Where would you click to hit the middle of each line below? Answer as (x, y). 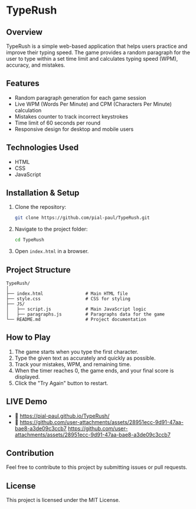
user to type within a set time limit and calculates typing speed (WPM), (92, 59)
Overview (24, 32)
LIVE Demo (27, 402)
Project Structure (38, 270)
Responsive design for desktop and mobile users (74, 129)
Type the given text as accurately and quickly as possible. (85, 358)
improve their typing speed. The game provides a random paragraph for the (98, 52)
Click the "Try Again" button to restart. (61, 383)
